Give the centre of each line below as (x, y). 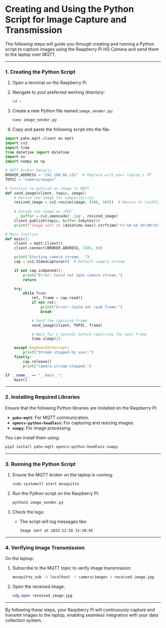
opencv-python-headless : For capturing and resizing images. (73, 422)
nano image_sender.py (34, 120)
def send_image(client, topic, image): (46, 193)
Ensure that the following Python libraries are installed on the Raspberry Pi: (81, 408)
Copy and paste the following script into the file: (61, 129)
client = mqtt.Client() (39, 244)
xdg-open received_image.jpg (42, 595)
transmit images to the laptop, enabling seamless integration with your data (82, 615)
